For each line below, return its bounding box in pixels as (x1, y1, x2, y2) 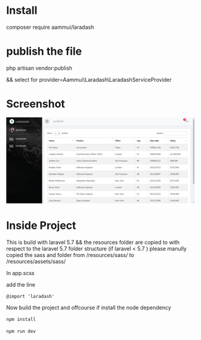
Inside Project (6, 219, 77, 232)
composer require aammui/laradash (6, 23, 95, 31)
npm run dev (6, 329, 36, 335)
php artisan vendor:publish (6, 64, 73, 71)
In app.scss (6, 270, 35, 277)
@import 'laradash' (6, 294, 55, 300)
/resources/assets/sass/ (6, 258, 66, 265)
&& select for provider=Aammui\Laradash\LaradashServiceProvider (6, 76, 172, 83)
